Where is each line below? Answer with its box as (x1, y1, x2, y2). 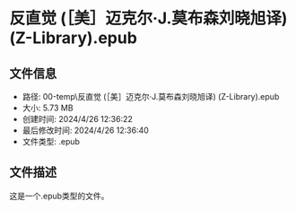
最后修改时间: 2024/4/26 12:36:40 (22, 125, 150, 136)
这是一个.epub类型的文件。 (9, 190, 109, 201)
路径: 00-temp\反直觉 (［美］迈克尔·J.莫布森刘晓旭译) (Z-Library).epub (22, 92, 280, 101)
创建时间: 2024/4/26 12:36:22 (22, 114, 133, 124)
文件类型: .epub (22, 136, 81, 146)
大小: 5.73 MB (22, 102, 74, 113)
